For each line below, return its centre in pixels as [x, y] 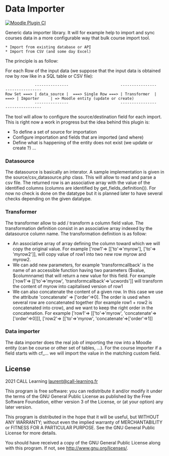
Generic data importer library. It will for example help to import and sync [80, 32]
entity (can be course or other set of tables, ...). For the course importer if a [83, 348]
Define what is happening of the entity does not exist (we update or [82, 142]
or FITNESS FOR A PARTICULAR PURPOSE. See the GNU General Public [80, 427]
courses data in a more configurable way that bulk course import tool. [78, 38]
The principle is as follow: [32, 61]
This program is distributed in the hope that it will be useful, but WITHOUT [82, 417]
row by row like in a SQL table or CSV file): [49, 76]
